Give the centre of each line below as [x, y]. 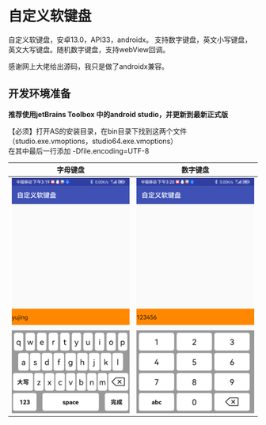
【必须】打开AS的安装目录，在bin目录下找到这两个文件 [98, 131]
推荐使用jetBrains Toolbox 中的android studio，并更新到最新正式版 [118, 114]
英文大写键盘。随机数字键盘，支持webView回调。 [89, 49]
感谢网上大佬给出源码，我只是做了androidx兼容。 [88, 66]
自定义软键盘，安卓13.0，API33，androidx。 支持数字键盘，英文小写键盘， [130, 40]
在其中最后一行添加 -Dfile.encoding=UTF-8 [79, 150]
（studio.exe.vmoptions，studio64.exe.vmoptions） [93, 141]
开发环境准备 [40, 94]
